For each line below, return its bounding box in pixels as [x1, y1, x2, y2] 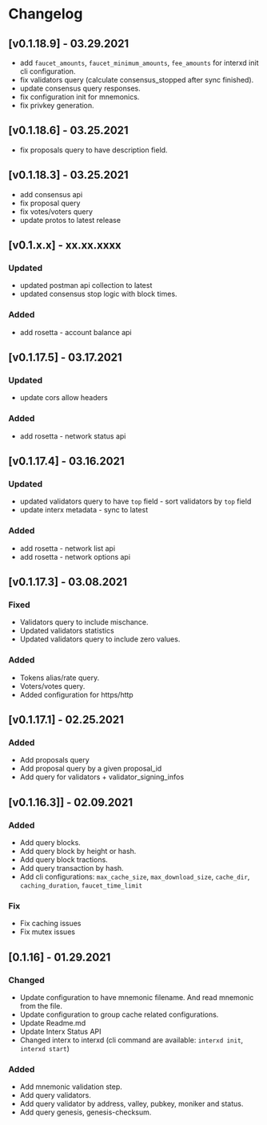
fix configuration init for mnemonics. [19, 92, 140, 101]
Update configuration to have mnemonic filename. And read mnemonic [19, 992, 254, 1002]
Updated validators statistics [19, 626, 114, 636]
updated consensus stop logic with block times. [19, 289, 177, 299]
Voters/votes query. [19, 681, 86, 690]
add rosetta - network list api [19, 543, 116, 553]
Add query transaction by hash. [19, 863, 124, 872]
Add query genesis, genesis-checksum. [19, 1107, 152, 1117]
